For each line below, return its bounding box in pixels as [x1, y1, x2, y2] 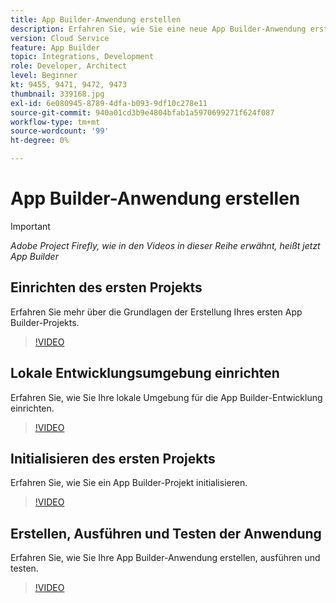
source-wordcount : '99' [10, 126, 110, 136]
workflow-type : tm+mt [10, 117, 101, 127]
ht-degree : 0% [10, 136, 70, 146]
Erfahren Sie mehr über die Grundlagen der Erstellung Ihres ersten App [10, 306, 303, 318]
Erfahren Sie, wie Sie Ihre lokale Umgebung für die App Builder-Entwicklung [10, 391, 323, 403]
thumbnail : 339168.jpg [10, 89, 105, 99]
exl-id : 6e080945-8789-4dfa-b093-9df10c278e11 [10, 98, 208, 108]
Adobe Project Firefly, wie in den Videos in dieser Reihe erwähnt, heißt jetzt [10, 239, 321, 251]
